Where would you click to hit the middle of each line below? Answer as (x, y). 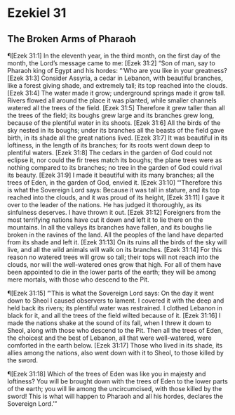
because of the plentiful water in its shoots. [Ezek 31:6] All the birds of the (114, 123)
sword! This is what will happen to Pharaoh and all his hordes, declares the (115, 396)
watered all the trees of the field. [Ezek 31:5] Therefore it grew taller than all (116, 108)
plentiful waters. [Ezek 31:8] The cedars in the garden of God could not (110, 153)
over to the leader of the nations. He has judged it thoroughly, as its (105, 205)
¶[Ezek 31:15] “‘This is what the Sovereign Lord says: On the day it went (110, 293)
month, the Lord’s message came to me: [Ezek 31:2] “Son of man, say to (111, 63)
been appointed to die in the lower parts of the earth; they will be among (112, 272)
